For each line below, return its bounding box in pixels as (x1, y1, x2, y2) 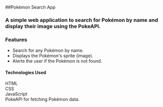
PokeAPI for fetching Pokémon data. (5, 97, 80, 103)
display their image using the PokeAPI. (5, 22, 101, 29)
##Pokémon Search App (5, 4, 56, 10)
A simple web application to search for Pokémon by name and (5, 16, 158, 23)
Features (5, 36, 27, 43)
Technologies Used (5, 69, 46, 75)
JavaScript (5, 91, 27, 97)
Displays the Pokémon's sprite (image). (12, 53, 93, 59)
